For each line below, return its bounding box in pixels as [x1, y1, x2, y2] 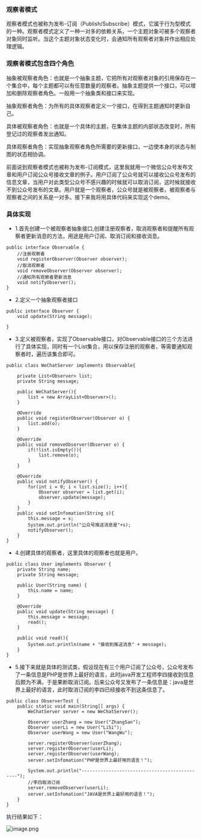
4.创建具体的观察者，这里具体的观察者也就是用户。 [14, 549, 141, 556]
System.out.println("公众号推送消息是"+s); [28, 522, 131, 528]
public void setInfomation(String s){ [17, 510, 114, 516]
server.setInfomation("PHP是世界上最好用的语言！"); [28, 757, 153, 763]
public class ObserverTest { [6, 698, 79, 704]
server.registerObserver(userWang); [28, 751, 120, 757]
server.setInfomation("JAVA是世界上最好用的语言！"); [28, 791, 155, 797]
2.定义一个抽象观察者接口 [14, 296, 78, 303]
